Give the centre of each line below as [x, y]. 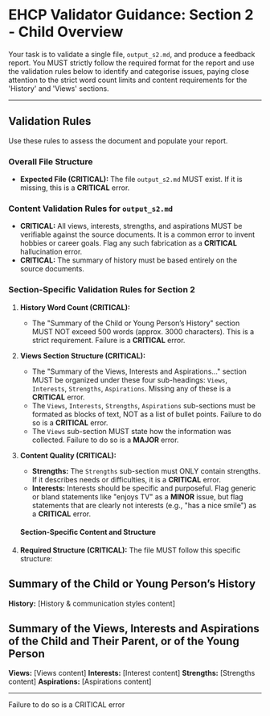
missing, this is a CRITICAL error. [75, 188]
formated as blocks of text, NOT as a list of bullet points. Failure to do [147, 414]
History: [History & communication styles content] [92, 603]
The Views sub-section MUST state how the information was [131, 431]
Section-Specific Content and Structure [88, 532]
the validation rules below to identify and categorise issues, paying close [129, 71]
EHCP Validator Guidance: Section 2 [131, 15]
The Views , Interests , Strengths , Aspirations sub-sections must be [143, 405]
